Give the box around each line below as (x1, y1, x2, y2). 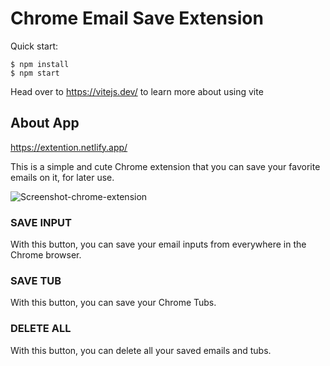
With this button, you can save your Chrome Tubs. (10, 297, 217, 309)
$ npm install (10, 59, 70, 69)
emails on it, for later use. (10, 171, 115, 183)
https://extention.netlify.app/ (10, 141, 128, 153)
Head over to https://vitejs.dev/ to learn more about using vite (10, 85, 264, 97)
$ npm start (10, 68, 60, 78)
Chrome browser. (10, 249, 82, 261)
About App (10, 115, 80, 132)
